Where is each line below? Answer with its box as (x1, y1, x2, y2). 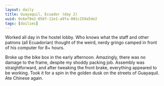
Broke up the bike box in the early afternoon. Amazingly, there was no (5, 55, 146, 60)
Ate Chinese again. (5, 75, 43, 81)
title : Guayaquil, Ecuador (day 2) (5, 12, 78, 17)
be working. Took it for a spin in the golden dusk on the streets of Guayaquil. (5, 70, 160, 76)
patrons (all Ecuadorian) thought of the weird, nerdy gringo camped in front (5, 40, 158, 46)
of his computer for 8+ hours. (5, 45, 65, 51)
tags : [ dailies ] (5, 21, 38, 26)
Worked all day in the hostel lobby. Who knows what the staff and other (5, 34, 149, 40)
